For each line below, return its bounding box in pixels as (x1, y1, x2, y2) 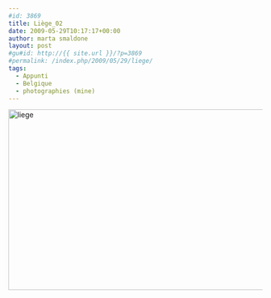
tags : (8, 65, 27, 73)
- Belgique (15, 79, 52, 87)
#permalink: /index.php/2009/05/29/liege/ (8, 57, 153, 65)
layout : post (8, 42, 52, 50)
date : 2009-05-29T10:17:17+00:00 (8, 27, 121, 35)
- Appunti (15, 72, 48, 80)
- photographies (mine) (15, 86, 95, 95)
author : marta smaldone (8, 34, 89, 43)
